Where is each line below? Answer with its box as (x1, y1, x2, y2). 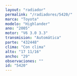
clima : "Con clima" (5, 44, 46, 49)
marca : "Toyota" (5, 16, 39, 21)
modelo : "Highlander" (5, 21, 50, 26)
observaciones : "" (5, 58, 43, 63)
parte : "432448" (5, 40, 39, 45)
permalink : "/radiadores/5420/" (5, 12, 72, 17)
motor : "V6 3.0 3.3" (5, 30, 48, 35)
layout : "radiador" (5, 7, 46, 12)
